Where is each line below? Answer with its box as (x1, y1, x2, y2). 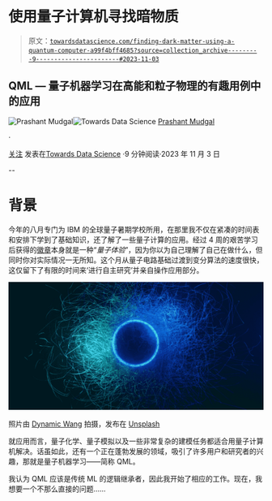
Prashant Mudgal (157, 116, 215, 126)
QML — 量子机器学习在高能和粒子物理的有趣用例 (8, 79, 251, 93)
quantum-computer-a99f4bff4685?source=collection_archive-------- (28, 46, 257, 54)
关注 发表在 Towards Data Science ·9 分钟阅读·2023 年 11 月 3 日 (8, 149, 221, 158)
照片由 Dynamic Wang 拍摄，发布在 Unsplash (8, 419, 160, 429)
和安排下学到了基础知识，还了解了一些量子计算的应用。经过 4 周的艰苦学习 (8, 235, 258, 244)
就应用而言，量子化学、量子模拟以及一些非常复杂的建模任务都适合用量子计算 (8, 436, 264, 446)
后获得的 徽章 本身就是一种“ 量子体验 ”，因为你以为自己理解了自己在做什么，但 (8, 244, 263, 254)
